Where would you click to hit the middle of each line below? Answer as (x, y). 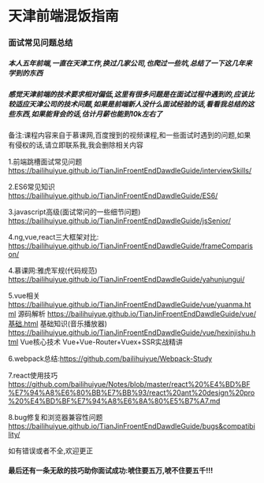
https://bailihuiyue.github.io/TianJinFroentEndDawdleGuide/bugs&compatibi (132, 426)
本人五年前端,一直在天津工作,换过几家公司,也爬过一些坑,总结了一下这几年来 (130, 63)
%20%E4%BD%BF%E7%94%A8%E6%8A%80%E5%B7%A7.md (114, 401)
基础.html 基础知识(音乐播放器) (58, 324)
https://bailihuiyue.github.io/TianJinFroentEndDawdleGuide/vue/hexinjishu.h (132, 333)
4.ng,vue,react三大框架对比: (54, 237)
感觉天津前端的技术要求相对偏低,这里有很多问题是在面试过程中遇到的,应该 (128, 95)
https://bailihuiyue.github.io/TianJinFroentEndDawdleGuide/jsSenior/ (119, 221)
